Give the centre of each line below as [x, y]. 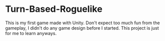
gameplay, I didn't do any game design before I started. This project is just [82, 28]
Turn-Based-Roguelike [54, 9]
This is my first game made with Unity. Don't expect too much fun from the [82, 23]
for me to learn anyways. [31, 33]
